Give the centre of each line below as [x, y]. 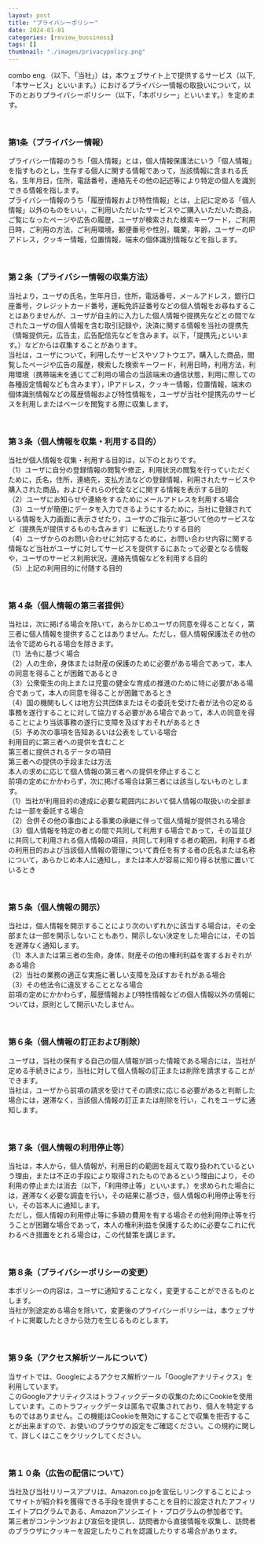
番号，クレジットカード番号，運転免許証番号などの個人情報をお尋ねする [132, 305]
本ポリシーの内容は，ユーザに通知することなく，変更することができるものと [132, 1291]
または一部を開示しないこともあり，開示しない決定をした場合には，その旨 [135, 935]
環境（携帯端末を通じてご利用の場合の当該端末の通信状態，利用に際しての [135, 374]
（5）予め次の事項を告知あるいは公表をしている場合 [93, 733]
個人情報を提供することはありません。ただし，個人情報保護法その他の [142, 634]
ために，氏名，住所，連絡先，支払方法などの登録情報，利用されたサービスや [132, 479]
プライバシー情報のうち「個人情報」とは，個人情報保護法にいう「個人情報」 [132, 161]
